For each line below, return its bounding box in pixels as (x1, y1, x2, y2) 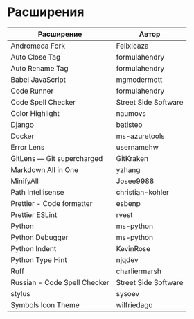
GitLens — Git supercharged (10, 153, 103, 163)
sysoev (116, 288, 140, 298)
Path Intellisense (10, 187, 64, 197)
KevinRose (116, 243, 151, 253)
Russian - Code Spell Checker (10, 277, 109, 287)
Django (10, 119, 35, 129)
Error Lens (10, 142, 45, 152)
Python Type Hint (10, 255, 67, 264)
